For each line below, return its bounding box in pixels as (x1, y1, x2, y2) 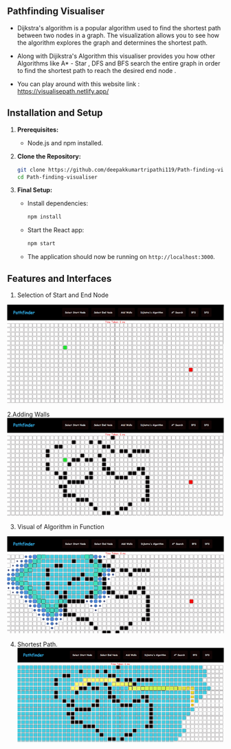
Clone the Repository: (16, 152, 81, 161)
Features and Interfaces (7, 272, 112, 285)
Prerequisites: (16, 125, 59, 134)
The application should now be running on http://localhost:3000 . (27, 253, 215, 261)
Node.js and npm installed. (27, 138, 103, 147)
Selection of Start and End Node (16, 291, 109, 299)
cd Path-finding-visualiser (16, 174, 98, 181)
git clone (16, 166, 46, 173)
